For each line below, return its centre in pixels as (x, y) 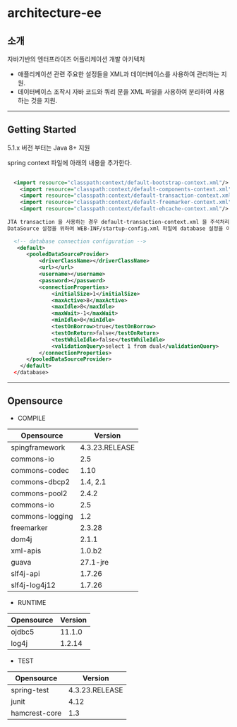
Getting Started (42, 130)
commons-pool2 (39, 493)
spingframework (38, 447)
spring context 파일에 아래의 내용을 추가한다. (70, 162)
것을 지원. (44, 101)
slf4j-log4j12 (34, 585)
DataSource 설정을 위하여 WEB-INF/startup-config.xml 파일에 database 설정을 (115, 228)
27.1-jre (95, 562)
